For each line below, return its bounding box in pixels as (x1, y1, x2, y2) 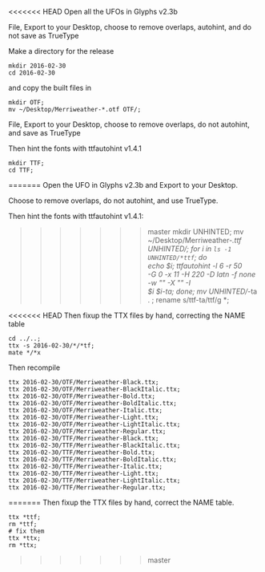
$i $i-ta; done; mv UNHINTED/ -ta (147, 286, 258, 296)
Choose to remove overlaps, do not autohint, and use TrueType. (8, 196, 219, 205)
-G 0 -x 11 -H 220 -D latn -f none (147, 270, 256, 279)
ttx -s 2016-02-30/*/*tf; (8, 342, 94, 350)
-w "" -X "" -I (147, 278, 191, 287)
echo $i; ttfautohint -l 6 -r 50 (147, 261, 243, 270)
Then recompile (8, 363, 61, 372)
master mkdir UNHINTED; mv (147, 227, 244, 236)
